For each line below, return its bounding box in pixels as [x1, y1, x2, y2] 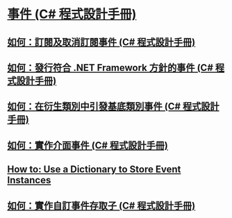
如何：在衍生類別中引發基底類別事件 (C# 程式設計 [7, 101, 220, 112]
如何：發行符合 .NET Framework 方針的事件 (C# [7, 62, 214, 74]
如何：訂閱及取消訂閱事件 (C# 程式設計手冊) [7, 36, 196, 48]
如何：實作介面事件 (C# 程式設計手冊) [7, 140, 168, 151]
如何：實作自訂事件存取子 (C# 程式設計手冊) [7, 199, 196, 212]
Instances [7, 174, 51, 186]
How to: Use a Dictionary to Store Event [7, 164, 181, 176]
